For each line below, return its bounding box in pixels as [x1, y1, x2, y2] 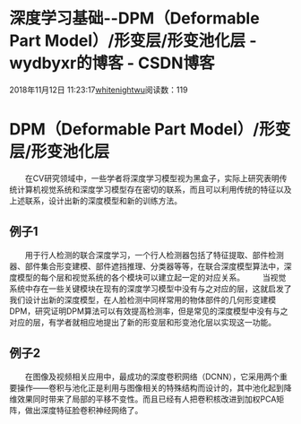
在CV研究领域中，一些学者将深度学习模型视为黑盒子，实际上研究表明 [25, 172, 279, 184]
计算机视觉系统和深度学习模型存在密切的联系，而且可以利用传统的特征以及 [16, 184, 292, 195]
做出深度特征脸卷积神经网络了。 [24, 404, 143, 415]
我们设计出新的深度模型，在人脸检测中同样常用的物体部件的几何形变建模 [9, 294, 276, 305]
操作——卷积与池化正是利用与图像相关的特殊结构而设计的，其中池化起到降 [16, 382, 292, 393]
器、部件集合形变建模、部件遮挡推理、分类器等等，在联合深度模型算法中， [9, 261, 284, 272]
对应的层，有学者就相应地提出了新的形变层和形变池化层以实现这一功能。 [9, 316, 276, 327]
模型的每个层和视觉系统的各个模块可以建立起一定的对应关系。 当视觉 [16, 272, 287, 282]
